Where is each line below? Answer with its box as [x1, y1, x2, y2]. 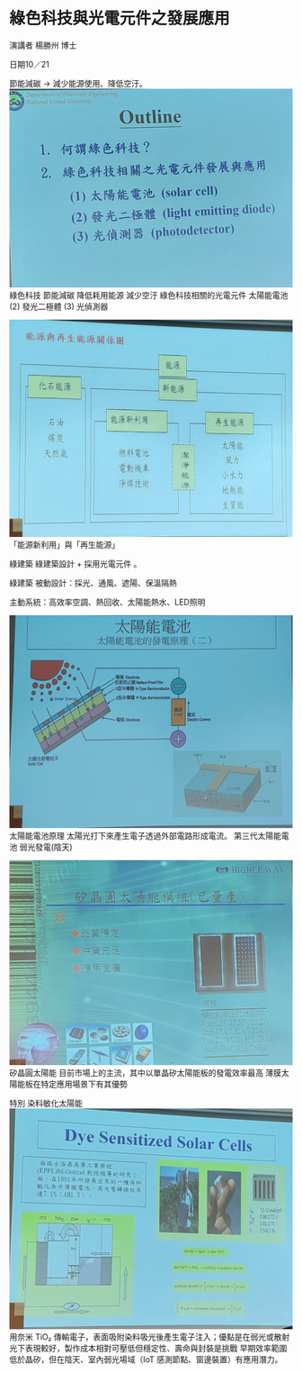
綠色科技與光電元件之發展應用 [9, 8, 231, 29]
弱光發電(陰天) [19, 841, 74, 852]
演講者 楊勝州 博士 [9, 40, 77, 50]
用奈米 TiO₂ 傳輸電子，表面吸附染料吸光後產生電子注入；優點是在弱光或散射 [9, 1331, 290, 1342]
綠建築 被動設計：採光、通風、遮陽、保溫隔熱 [9, 577, 177, 588]
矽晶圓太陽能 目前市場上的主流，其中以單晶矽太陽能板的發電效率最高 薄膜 [9, 1068, 281, 1078]
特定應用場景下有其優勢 [40, 1078, 128, 1090]
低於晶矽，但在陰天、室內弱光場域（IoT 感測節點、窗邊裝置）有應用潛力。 [9, 1353, 283, 1365]
